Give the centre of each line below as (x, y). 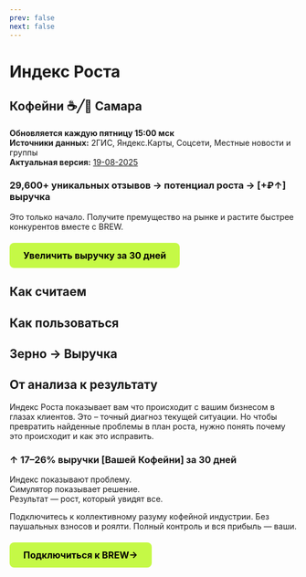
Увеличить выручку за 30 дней (95, 255)
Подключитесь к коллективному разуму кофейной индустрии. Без (139, 517)
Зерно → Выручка (63, 354)
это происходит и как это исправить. (82, 435)
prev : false (32, 18)
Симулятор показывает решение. (75, 489)
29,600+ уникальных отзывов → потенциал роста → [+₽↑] (148, 185)
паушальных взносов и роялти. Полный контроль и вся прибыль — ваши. (153, 527)
